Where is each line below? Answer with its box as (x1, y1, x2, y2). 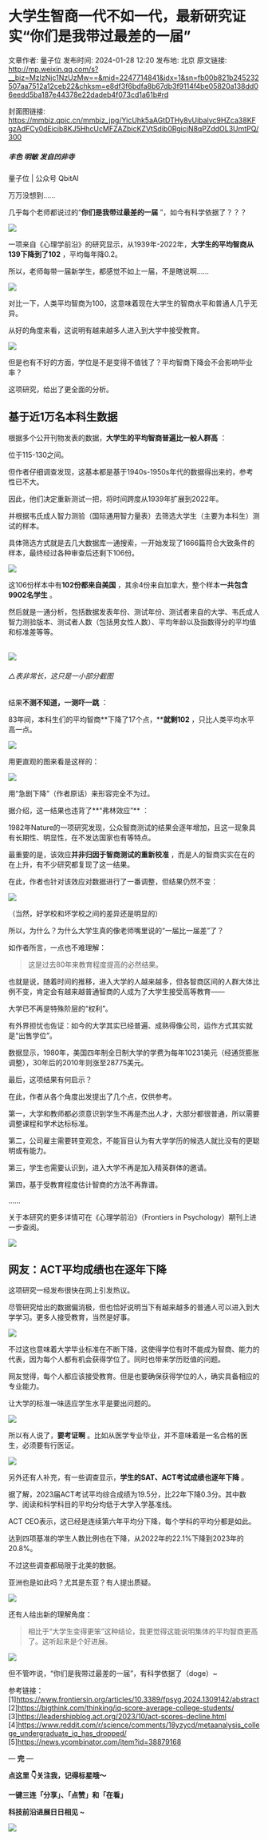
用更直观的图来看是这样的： (8, 756, 100, 766)
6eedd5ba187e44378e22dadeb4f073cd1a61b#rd (8, 90, 169, 99)
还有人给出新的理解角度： (8, 1609, 93, 1619)
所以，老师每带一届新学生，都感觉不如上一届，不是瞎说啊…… (8, 266, 210, 276)
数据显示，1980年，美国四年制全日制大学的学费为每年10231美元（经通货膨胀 (8, 1048, 260, 1057)
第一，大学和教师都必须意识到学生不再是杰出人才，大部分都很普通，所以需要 (8, 1108, 260, 1118)
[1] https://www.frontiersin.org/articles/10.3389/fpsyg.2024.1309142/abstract (8, 1694, 259, 1705)
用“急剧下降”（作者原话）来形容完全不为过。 (8, 788, 155, 798)
